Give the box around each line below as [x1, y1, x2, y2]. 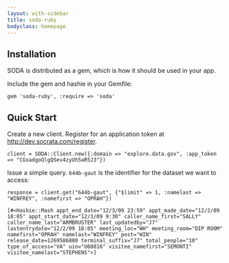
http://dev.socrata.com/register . [7, 137, 98, 145]
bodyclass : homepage [7, 23, 67, 30]
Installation [7, 48, 56, 60]
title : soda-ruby [7, 16, 57, 23]
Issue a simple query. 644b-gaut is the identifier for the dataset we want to [7, 169, 217, 176]
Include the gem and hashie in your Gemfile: [7, 80, 133, 88]
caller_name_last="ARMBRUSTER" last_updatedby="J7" [7, 219, 158, 226]
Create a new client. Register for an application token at [7, 130, 165, 138]
